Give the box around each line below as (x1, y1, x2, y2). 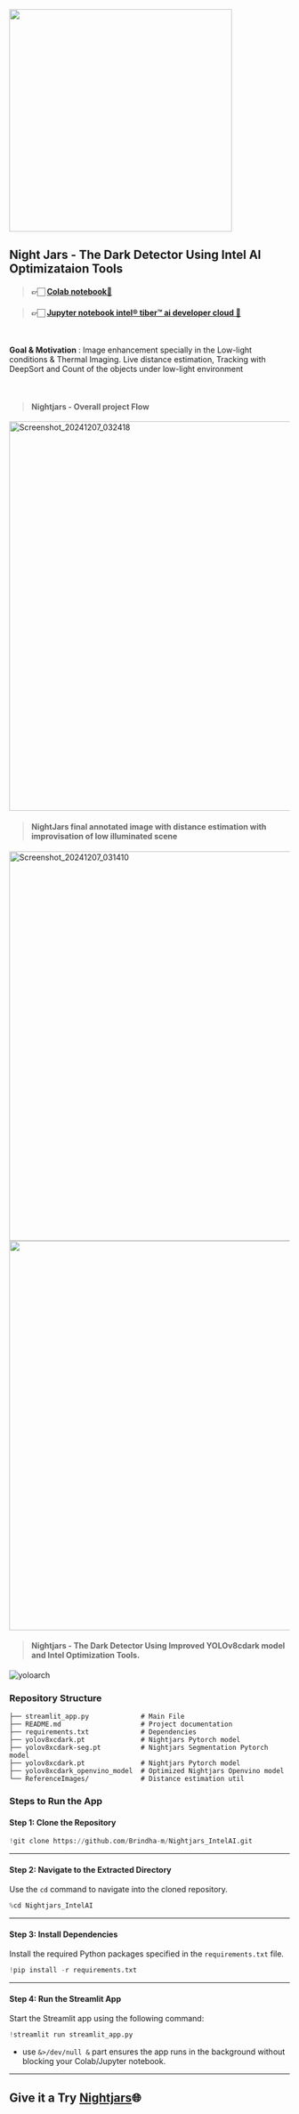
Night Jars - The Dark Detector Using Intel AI (9, 247, 262, 263)
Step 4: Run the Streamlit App (9, 1993, 122, 2004)
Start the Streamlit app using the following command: (9, 2013, 205, 2024)
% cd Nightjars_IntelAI (9, 1901, 93, 1910)
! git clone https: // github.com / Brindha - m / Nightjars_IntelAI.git (9, 1837, 253, 1846)
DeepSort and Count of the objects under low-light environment (9, 364, 244, 375)
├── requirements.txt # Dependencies (9, 1728, 198, 1737)
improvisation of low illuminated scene (30, 830, 178, 841)
